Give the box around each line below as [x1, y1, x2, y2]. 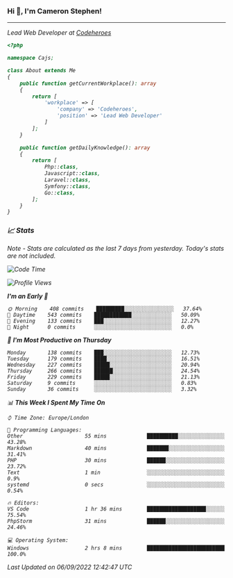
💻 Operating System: [7, 536, 69, 544]
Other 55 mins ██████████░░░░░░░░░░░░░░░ [7, 432, 225, 440]
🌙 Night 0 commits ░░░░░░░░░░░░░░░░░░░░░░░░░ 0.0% [7, 323, 194, 331]
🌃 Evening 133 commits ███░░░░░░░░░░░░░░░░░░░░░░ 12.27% [7, 317, 200, 324]
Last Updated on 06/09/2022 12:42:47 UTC [7, 563, 132, 571]
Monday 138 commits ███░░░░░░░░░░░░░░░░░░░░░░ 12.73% [7, 349, 200, 356]
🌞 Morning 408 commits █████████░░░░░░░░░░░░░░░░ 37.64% [7, 305, 202, 312]
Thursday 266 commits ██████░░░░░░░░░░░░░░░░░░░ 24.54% [7, 368, 200, 374]
